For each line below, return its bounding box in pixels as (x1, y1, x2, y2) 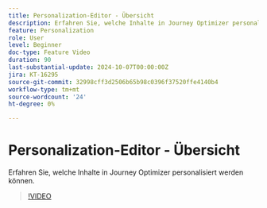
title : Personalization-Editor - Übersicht (8, 11, 155, 20)
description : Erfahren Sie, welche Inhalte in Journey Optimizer (8, 19, 229, 27)
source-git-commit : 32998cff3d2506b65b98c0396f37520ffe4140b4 (8, 78, 219, 86)
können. (8, 176, 35, 186)
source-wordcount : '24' (8, 93, 87, 101)
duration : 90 (8, 56, 52, 64)
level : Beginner (8, 41, 62, 49)
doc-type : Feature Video (8, 48, 91, 56)
